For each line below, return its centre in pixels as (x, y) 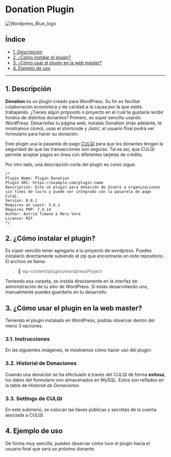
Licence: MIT (19, 218)
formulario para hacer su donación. (42, 134)
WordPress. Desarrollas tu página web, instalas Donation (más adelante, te (83, 123)
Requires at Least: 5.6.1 (33, 205)
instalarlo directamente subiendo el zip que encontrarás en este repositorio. (85, 256)
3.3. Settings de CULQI (34, 398)
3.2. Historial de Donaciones (41, 363)
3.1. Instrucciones (27, 339)
